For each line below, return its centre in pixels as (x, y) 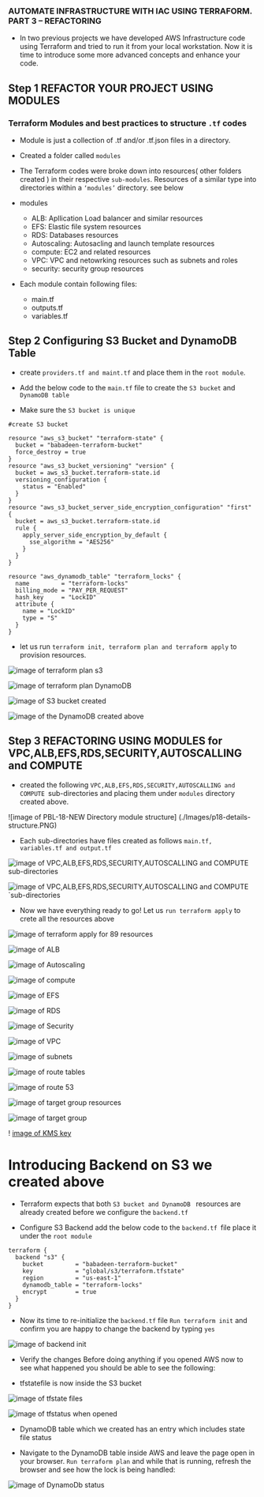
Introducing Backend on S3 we (110, 1165)
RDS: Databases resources (75, 235)
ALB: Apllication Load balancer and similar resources (117, 218)
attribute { (35, 604)
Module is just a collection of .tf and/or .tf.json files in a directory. (125, 140)
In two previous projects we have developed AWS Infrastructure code (132, 38)
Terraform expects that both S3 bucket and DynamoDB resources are (130, 1204)
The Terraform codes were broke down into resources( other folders (130, 171)
